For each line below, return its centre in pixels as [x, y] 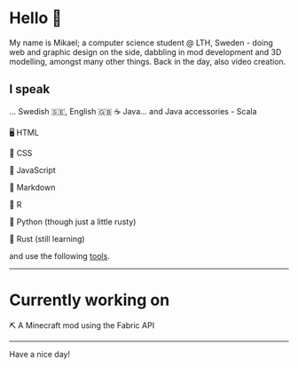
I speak [30, 89]
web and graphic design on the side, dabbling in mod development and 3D [145, 51]
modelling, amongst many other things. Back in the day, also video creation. [148, 61]
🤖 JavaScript [32, 170]
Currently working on [90, 300]
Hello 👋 [35, 18]
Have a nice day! [40, 354]
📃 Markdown [32, 187]
